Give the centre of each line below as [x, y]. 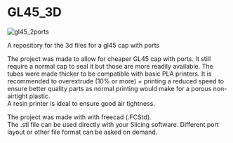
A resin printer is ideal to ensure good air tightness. [81, 103]
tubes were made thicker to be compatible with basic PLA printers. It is [109, 74]
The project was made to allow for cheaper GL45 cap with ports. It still [109, 59]
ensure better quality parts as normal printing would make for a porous [109, 88]
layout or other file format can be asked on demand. [82, 132]
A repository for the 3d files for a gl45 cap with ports [84, 45]
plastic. [40, 96]
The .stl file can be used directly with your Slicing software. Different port [113, 124]
